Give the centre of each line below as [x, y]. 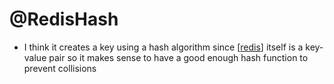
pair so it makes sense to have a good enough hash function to [178, 57]
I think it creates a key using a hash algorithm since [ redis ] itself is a [163, 47]
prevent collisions [60, 68]
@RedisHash [64, 19]
